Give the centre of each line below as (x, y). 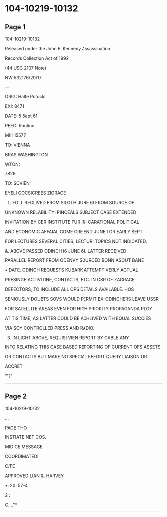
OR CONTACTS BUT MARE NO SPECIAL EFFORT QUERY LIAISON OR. (77, 357)
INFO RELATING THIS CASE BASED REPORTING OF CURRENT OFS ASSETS (83, 347)
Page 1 (15, 27)
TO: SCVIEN (17, 183)
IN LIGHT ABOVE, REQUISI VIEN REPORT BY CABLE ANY (71, 338)
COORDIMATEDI (22, 456)
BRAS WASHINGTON (27, 154)
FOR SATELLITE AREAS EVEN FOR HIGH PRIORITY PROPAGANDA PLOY (79, 308)
